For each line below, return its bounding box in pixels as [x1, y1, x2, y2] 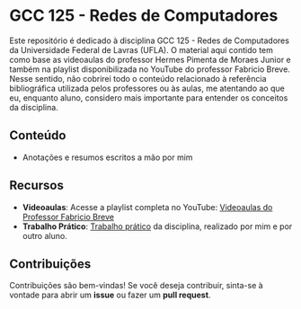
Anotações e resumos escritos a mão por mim [22, 152, 193, 163]
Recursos [9, 178, 65, 193]
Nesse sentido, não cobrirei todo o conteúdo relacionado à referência [9, 73, 267, 84]
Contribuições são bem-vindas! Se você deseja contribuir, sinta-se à [9, 280, 263, 291]
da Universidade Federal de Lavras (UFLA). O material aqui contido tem [9, 44, 274, 55]
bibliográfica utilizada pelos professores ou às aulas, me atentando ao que [9, 83, 285, 93]
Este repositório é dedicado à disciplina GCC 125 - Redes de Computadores [9, 35, 290, 46]
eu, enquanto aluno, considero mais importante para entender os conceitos [9, 92, 288, 103]
